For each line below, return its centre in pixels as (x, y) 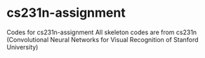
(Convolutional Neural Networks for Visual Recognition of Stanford (102, 39)
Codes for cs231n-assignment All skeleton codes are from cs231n (102, 32)
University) (22, 47)
